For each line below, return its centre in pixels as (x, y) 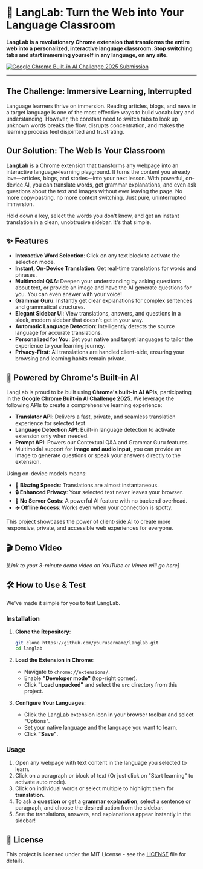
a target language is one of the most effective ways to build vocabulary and (100, 112)
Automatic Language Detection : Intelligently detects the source (95, 326)
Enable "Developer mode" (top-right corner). (81, 678)
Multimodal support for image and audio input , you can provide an (98, 449)
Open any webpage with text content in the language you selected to (101, 763)
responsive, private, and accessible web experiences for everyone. (90, 528)
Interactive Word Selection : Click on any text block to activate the (97, 256)
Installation (23, 618)
